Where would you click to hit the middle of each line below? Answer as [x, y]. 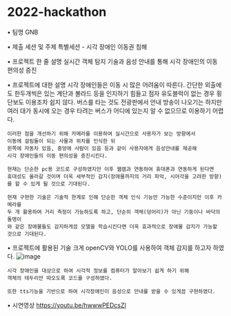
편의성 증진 [22, 70]
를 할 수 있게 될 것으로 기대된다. [49, 184]
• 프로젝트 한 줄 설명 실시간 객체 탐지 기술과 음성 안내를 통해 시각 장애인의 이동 [113, 61]
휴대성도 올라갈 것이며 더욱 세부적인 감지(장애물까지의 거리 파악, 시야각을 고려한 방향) [114, 176]
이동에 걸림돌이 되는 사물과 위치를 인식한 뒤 [61, 141]
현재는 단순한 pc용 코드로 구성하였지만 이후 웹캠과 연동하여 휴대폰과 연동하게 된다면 [111, 169]
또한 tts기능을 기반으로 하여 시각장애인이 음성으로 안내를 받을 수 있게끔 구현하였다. [111, 291]
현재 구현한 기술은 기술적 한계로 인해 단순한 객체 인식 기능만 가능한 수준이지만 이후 [111, 197]
